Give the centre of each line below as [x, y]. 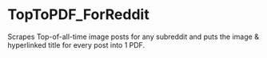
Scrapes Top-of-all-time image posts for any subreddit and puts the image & [133, 37]
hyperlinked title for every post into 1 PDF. [76, 44]
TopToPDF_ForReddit [78, 15]
